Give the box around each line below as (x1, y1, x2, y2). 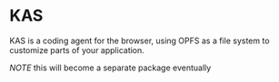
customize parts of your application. (9, 44, 145, 55)
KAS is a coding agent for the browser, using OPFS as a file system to (9, 35, 270, 46)
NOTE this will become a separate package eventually (9, 62, 212, 73)
